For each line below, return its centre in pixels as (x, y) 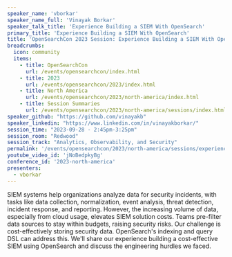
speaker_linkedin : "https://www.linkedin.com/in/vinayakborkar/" (103, 123)
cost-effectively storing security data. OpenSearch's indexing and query (110, 231)
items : (23, 59)
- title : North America (54, 91)
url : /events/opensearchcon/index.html (83, 71)
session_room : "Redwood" (43, 136)
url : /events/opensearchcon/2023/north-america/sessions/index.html (126, 110)
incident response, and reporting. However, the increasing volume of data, (113, 209)
